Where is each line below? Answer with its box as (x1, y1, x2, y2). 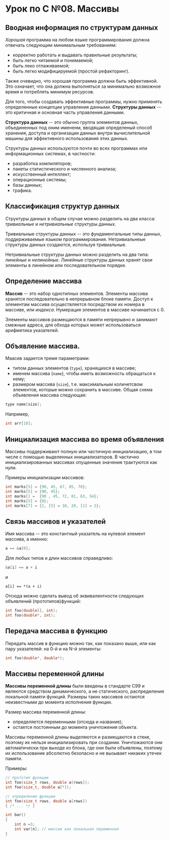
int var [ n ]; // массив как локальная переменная (14, 827, 119, 832)
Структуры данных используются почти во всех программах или (5, 145, 147, 151)
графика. (12, 187, 32, 193)
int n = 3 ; (14, 822, 36, 827)
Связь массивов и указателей (5, 517, 106, 526)
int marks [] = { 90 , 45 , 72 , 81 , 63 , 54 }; (5, 493, 99, 499)
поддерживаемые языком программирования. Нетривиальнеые (5, 236, 146, 242)
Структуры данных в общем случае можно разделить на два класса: (5, 215, 156, 221)
